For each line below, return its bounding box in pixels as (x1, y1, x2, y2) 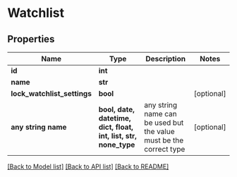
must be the (144, 135, 184, 145)
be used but (144, 118, 184, 128)
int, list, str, (98, 131, 138, 140)
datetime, (98, 114, 132, 123)
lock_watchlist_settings (11, 89, 92, 98)
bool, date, (98, 104, 135, 114)
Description (145, 54, 186, 63)
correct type (144, 145, 186, 154)
